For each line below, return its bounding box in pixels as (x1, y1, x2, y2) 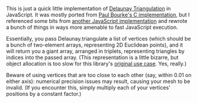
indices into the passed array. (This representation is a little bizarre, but (6, 54, 179, 61)
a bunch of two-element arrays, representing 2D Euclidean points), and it (6, 41, 183, 48)
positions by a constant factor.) (6, 91, 82, 97)
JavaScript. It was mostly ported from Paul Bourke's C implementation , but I (6, 11, 190, 18)
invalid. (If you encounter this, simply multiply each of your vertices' (6, 84, 171, 91)
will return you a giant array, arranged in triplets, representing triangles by (6, 48, 185, 55)
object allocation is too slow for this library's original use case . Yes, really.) (6, 60, 187, 67)
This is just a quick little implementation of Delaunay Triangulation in (6, 5, 171, 12)
